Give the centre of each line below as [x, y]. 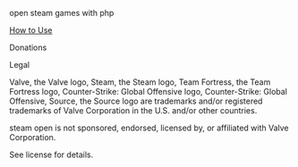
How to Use [31, 30]
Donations [28, 47]
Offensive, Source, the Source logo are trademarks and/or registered [136, 101]
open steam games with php [62, 13]
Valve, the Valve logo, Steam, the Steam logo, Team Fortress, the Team [140, 82]
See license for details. [51, 154]
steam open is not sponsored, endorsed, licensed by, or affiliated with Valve [149, 128]
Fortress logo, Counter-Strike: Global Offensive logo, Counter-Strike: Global [149, 92]
